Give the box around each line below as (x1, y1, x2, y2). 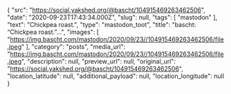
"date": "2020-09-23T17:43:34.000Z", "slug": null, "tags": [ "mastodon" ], (7, 13, 218, 21)
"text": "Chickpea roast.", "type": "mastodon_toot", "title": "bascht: (7, 21, 196, 28)
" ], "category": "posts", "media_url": (21, 43, 126, 50)
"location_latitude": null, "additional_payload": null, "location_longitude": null (7, 72, 225, 80)
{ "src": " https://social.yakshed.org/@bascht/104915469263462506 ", (7, 6, 205, 14)
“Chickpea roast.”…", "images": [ (7, 28, 99, 36)
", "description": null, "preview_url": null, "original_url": (21, 57, 176, 65)
